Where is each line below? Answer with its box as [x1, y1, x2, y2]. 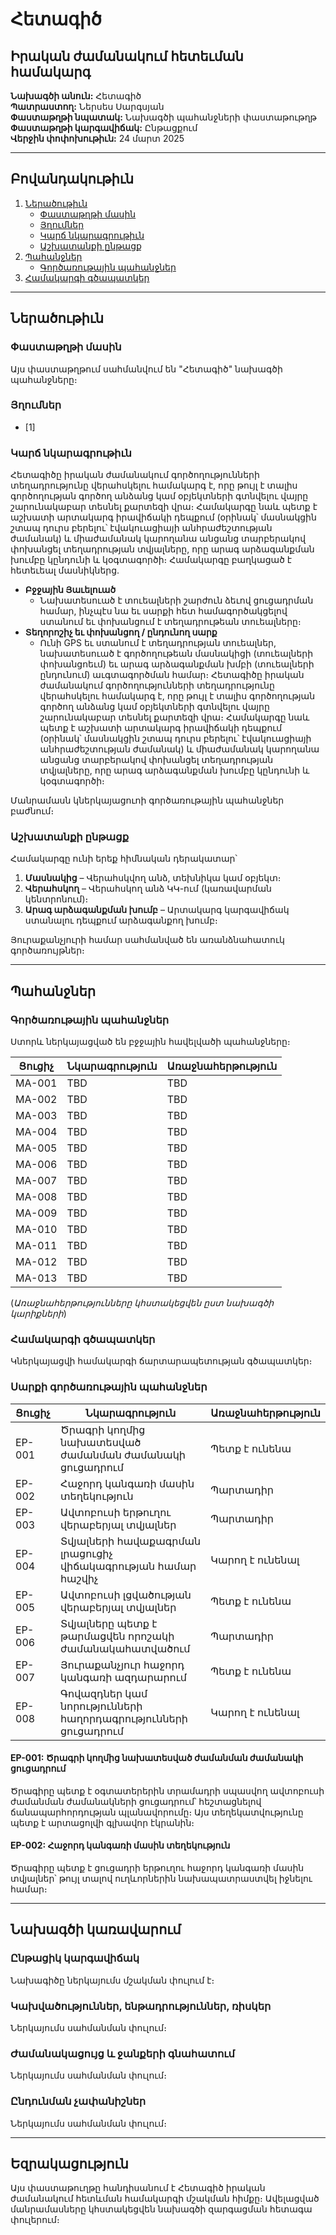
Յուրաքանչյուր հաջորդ [59, 1658, 185, 1672]
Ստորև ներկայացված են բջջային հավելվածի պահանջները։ [10, 1036, 291, 1048]
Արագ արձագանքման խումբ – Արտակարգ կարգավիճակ [24, 904, 290, 916]
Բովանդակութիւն [10, 171, 135, 188]
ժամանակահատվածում [59, 1641, 191, 1655]
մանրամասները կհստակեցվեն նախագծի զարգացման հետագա [10, 2203, 313, 2215]
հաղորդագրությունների [59, 1711, 188, 1725]
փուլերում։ [10, 2214, 60, 2226]
